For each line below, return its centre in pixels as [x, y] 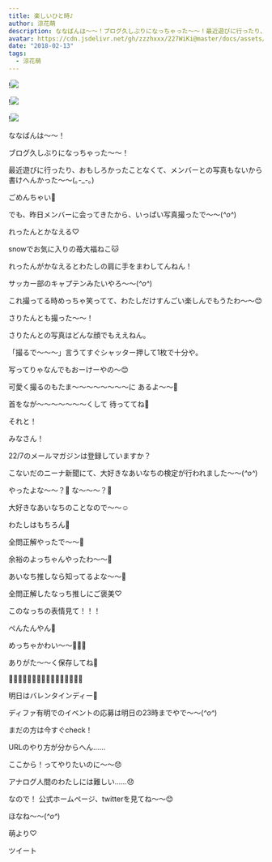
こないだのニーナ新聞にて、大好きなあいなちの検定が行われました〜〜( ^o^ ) [133, 473]
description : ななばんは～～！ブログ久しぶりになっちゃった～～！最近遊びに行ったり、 [137, 31]
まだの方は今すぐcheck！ [51, 730]
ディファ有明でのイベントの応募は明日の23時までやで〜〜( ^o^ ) [113, 712]
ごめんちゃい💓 [32, 197]
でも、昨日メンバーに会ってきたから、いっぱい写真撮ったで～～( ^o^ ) [123, 214]
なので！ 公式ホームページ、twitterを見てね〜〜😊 [91, 799]
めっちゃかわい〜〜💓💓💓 [47, 645]
